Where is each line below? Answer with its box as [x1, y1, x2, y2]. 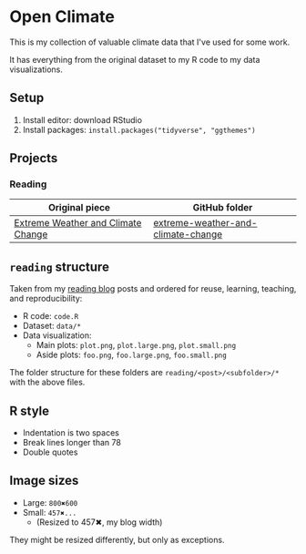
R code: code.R [22, 311, 79, 322]
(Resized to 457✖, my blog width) [36, 517, 163, 528]
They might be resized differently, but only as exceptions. [9, 534, 225, 545]
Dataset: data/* [22, 321, 82, 332]
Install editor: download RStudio [22, 114, 143, 125]
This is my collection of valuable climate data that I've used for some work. [9, 36, 291, 47]
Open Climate [9, 6, 116, 27]
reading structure [9, 259, 109, 274]
